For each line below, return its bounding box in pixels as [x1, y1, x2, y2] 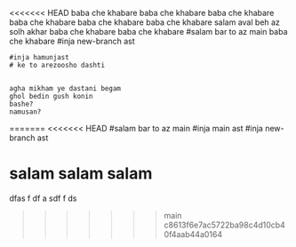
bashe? [9, 100, 34, 108]
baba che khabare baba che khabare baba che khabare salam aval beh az [9, 17, 280, 28]
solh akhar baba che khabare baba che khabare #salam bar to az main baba [9, 27, 288, 36]
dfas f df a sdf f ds [9, 193, 77, 203]
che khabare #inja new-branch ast [9, 36, 135, 46]
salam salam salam [9, 163, 153, 184]
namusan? [9, 108, 42, 116]
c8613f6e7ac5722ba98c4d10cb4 [164, 219, 286, 230]
